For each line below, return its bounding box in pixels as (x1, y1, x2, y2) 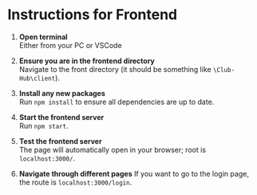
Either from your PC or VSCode (18, 40, 122, 50)
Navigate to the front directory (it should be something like (18, 64, 212, 74)
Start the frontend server (18, 112, 105, 121)
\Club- (213, 66, 235, 74)
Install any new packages (18, 88, 105, 97)
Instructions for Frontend (7, 6, 177, 24)
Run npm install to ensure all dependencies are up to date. (18, 97, 215, 106)
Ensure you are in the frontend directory (18, 56, 155, 66)
